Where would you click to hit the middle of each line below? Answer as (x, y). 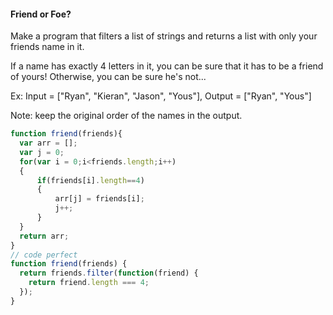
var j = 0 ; (42, 152)
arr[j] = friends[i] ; (99, 199)
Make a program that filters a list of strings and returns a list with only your (164, 36)
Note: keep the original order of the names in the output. (126, 116)
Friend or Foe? (41, 14)
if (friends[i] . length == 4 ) (90, 180)
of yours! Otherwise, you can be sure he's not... (108, 77)
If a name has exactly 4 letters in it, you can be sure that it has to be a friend (167, 66)
